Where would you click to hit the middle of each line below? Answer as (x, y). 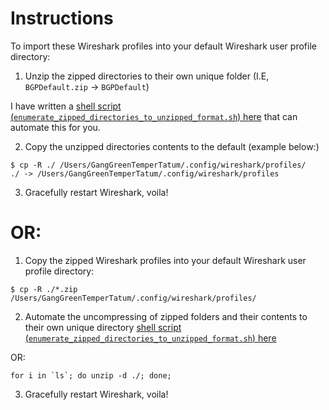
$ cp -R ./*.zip (44, 289)
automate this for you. (55, 127)
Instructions (62, 18)
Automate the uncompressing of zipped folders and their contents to (166, 316)
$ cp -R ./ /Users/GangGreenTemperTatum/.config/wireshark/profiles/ (158, 165)
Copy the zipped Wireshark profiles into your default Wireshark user (165, 260)
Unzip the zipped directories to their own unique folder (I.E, (147, 76)
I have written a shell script (66, 106)
